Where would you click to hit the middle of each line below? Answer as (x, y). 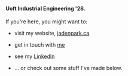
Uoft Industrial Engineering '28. (45, 8)
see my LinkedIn (34, 56)
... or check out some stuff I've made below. (68, 68)
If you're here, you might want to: (47, 22)
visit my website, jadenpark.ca (52, 34)
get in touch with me (39, 45)
